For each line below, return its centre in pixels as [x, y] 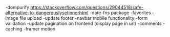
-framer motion [39, 29]
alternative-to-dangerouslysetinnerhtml [47, 13]
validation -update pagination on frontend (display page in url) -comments [84, 23]
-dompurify [17, 7]
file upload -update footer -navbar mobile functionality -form [84, 18]
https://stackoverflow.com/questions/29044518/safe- [87, 7]
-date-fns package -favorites [120, 13]
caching [14, 29]
